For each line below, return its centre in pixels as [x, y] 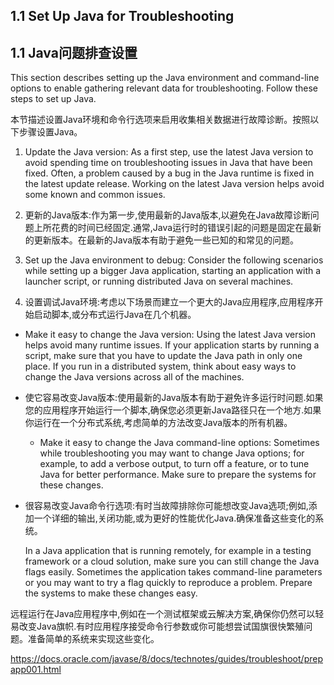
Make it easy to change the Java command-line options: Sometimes [179, 443]
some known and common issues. [95, 195]
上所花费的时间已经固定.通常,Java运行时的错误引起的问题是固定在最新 [177, 228]
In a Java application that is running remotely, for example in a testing [168, 551]
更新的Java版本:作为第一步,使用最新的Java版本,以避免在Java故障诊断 [167, 215]
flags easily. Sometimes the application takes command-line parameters [173, 572]
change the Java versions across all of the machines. [134, 377]
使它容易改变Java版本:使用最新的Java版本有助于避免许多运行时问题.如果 [174, 398]
